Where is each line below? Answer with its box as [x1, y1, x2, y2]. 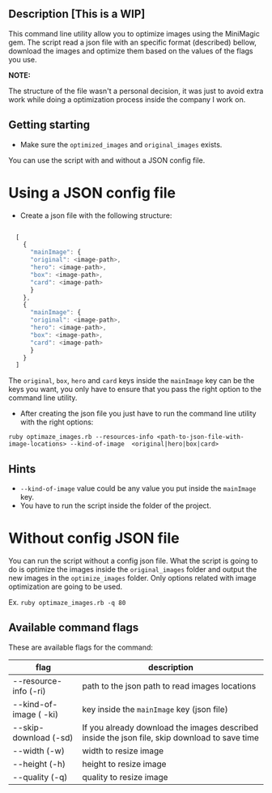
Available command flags [8, 620, 139, 635]
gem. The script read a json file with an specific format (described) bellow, [8, 37, 257, 47]
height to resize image [82, 758, 167, 770]
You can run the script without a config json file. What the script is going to [8, 556, 258, 566]
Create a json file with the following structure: [19, 211, 172, 220]
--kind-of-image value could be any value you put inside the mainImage [19, 484, 257, 493]
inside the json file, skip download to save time [82, 731, 259, 743]
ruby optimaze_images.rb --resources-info [8, 433, 154, 441]
